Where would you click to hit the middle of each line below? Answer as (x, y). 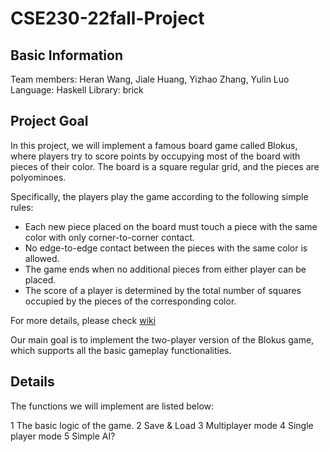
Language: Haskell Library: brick (77, 90)
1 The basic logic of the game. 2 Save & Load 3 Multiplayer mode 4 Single (162, 425)
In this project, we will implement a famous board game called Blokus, (154, 145)
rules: (22, 207)
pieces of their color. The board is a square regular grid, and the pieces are (165, 166)
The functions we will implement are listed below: (112, 406)
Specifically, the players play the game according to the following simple (159, 196)
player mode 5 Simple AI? (63, 436)
